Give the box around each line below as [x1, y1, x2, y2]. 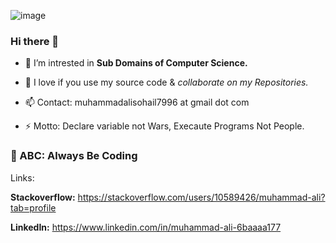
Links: [10, 171, 35, 184]
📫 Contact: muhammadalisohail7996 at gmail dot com [24, 96, 250, 109]
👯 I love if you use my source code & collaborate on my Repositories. [24, 76, 309, 89]
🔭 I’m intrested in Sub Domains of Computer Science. [24, 57, 248, 69]
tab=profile [10, 201, 57, 214]
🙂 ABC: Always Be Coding [10, 149, 138, 163]
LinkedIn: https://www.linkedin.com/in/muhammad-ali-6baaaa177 [10, 221, 282, 233]
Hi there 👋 [10, 34, 60, 48]
